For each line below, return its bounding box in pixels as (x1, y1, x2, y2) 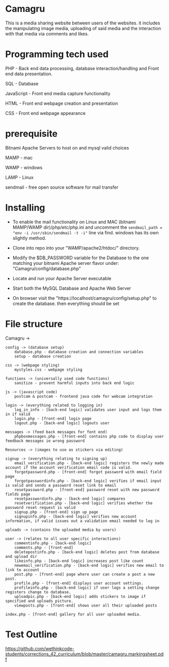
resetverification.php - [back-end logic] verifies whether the (14, 500, 153, 506)
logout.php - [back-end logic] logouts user (14, 420, 110, 426)
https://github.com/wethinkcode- (5, 645, 74, 651)
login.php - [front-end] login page (14, 416, 92, 421)
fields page (5, 492, 30, 497)
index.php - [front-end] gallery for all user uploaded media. (5, 612, 142, 617)
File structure (5, 318, 63, 329)
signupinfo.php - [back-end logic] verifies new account (14, 514, 137, 519)
